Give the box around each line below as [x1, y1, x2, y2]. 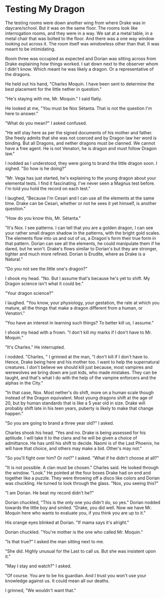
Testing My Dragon [5, 3, 85, 15]
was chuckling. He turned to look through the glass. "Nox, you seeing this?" [5, 480, 159, 486]
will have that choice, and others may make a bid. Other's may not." [5, 445, 142, 451]
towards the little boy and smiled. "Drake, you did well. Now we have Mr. [5, 505, 152, 511]
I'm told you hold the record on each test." [5, 185, 91, 191]
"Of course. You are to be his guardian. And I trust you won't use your [5, 572, 147, 578]
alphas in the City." [5, 380, 43, 386]
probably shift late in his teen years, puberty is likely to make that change [5, 405, 154, 411]
